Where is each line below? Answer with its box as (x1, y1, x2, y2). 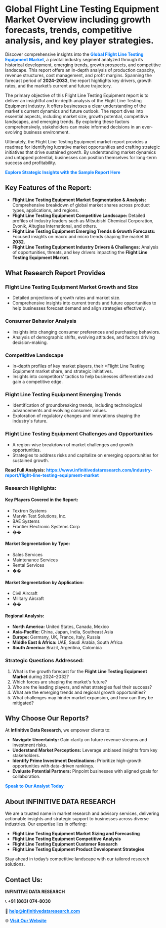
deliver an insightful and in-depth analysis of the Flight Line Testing (5, 97, 142, 103)
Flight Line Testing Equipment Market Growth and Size (5, 284, 138, 291)
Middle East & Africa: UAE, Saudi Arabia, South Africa (12, 639, 123, 645)
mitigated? (12, 700, 34, 706)
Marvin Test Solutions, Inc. (12, 513, 67, 519)
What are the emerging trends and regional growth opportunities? (12, 689, 146, 695)
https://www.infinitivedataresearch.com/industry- (46, 467, 153, 473)
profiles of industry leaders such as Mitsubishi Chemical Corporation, (12, 217, 154, 223)
